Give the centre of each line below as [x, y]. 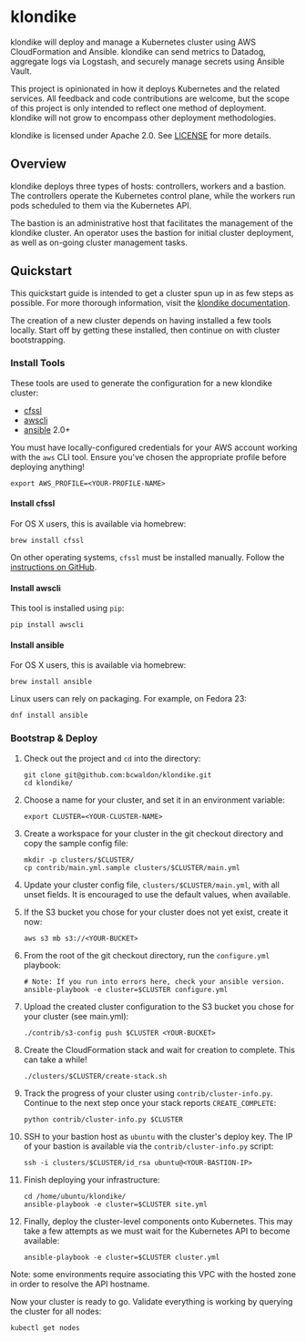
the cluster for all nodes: [56, 1311]
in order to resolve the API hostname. [80, 1284]
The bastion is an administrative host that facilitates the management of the [152, 223]
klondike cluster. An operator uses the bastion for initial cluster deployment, [152, 232]
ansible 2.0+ [47, 429]
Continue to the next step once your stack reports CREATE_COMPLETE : [150, 1102]
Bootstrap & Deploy [54, 738]
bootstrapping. [38, 340]
